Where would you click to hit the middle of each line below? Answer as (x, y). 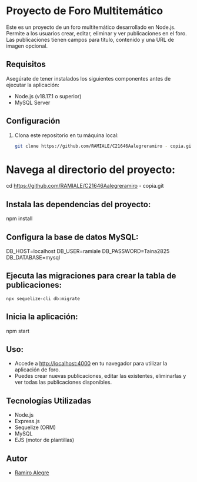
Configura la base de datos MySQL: (72, 237)
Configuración (33, 121)
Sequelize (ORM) (35, 427)
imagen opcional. (27, 46)
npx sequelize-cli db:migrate (43, 298)
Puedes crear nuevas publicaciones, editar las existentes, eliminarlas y (100, 376)
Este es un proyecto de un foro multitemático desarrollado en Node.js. (91, 27)
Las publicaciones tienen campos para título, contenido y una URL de (90, 39)
